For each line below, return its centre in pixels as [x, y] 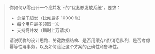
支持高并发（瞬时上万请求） [45, 30]
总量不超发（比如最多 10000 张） [50, 18]
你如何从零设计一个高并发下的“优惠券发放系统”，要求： [65, 8]
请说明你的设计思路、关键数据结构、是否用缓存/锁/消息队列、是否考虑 [79, 40]
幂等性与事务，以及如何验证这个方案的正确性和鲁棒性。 [65, 46]
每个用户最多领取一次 [38, 24]
